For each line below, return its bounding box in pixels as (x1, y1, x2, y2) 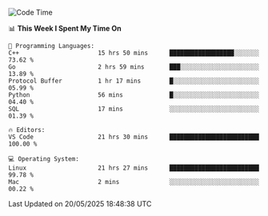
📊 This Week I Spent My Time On (8, 24, 122, 33)
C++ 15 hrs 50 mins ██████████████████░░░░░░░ (8, 49, 260, 57)
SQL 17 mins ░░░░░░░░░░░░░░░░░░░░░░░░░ (8, 105, 260, 113)
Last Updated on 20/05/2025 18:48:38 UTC (8, 199, 152, 208)
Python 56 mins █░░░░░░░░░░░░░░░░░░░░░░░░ (8, 91, 260, 99)
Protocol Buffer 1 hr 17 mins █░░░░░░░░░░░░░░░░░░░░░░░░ (8, 77, 260, 85)
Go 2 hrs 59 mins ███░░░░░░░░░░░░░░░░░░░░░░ (8, 63, 260, 71)
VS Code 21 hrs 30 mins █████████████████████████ (8, 133, 260, 141)
